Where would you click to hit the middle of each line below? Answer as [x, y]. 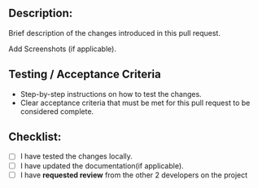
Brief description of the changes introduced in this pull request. [115, 33]
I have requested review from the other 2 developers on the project [134, 175]
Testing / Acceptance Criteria [85, 74]
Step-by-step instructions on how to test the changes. [111, 94]
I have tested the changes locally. [76, 156]
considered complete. [57, 111]
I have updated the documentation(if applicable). [102, 165]
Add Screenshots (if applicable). [62, 49]
